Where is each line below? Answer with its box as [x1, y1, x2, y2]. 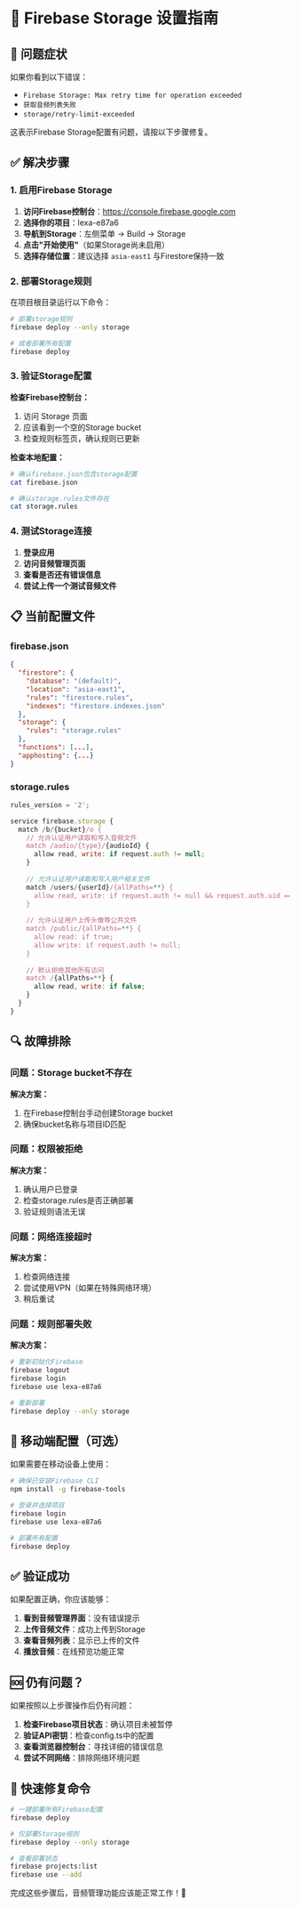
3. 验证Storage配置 [10, 370, 92, 383]
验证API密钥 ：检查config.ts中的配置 [22, 1730, 154, 1741]
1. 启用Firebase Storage [10, 184, 113, 197]
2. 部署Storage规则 [10, 275, 92, 287]
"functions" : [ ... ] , [18, 743, 94, 752]
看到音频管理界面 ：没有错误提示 [22, 1612, 140, 1624]
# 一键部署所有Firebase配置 [10, 1806, 103, 1814]
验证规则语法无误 [22, 1206, 86, 1216]
